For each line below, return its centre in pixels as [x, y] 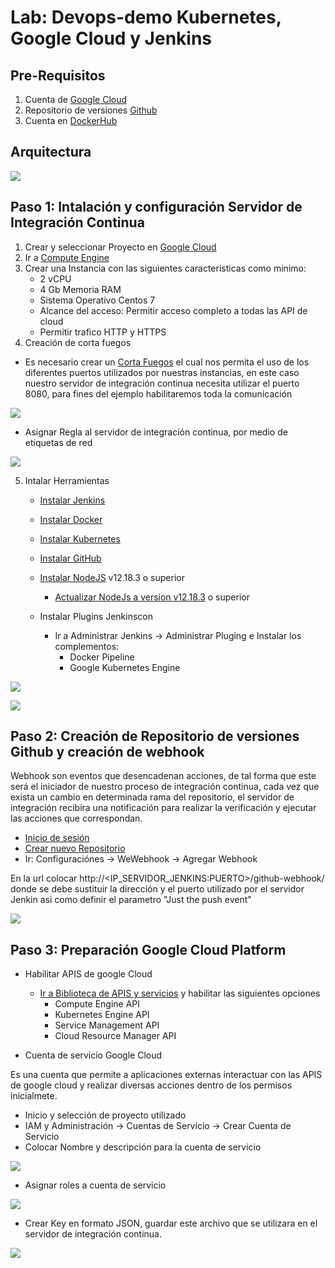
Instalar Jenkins [72, 500]
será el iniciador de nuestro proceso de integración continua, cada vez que [165, 787]
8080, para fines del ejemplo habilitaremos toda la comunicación [158, 393]
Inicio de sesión [57, 838]
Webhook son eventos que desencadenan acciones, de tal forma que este [163, 776]
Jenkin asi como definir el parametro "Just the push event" [131, 900]
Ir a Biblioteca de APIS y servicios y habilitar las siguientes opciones [180, 993]
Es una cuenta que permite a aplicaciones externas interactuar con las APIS [166, 1075]
